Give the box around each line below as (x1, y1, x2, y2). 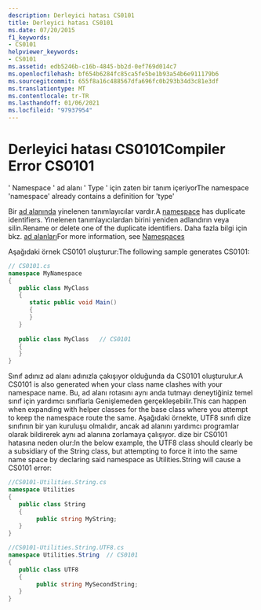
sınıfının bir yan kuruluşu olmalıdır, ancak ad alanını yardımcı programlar (8, 421, 239, 431)
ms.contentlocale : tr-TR (8, 92, 89, 100)
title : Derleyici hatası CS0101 (8, 19, 114, 27)
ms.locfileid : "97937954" (8, 107, 92, 115)
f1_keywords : (8, 33, 51, 42)
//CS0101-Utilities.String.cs (8, 479, 107, 487)
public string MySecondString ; (36, 580, 139, 588)
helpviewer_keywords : (8, 48, 79, 56)
